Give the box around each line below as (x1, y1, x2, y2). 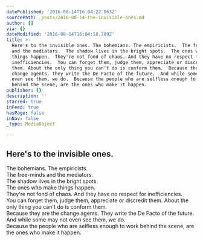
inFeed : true (6, 104, 39, 110)
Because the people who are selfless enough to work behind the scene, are (6, 222, 195, 229)
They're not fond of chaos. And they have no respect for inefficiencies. (6, 190, 183, 197)
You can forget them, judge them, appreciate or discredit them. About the (6, 197, 189, 204)
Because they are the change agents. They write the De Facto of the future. (6, 209, 195, 217)
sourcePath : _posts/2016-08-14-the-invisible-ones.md (6, 14, 145, 21)
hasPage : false (6, 110, 45, 116)
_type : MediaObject (6, 121, 56, 127)
